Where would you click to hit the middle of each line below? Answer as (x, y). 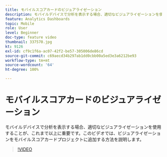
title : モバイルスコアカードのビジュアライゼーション (53, 10)
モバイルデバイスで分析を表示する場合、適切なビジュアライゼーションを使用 (83, 127)
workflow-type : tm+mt (28, 60)
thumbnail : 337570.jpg (29, 42)
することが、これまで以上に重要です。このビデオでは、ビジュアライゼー (79, 133)
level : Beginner (22, 33)
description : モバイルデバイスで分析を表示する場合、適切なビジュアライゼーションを (82, 14)
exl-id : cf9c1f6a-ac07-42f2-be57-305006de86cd (54, 51)
